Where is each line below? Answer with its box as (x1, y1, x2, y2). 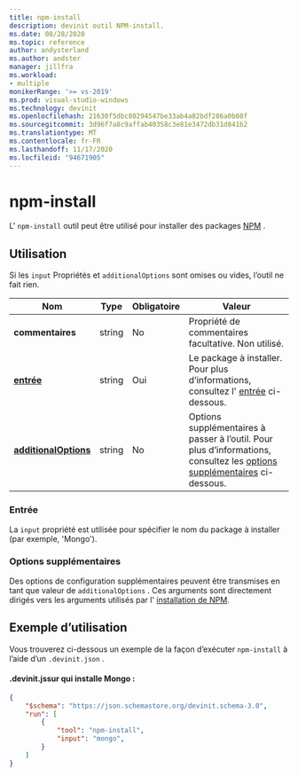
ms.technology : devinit (9, 104, 98, 113)
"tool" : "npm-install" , (56, 726, 145, 735)
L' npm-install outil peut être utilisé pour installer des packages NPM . (9, 221, 266, 231)
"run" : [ (25, 709, 58, 718)
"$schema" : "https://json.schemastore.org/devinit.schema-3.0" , (25, 702, 268, 710)
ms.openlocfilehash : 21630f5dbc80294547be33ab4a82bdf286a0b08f (9, 112, 248, 121)
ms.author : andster (9, 54, 82, 63)
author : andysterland (9, 46, 90, 55)
